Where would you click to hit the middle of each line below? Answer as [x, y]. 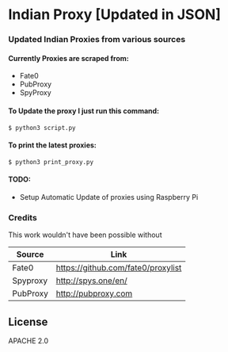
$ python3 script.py [42, 128]
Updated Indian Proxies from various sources [97, 40]
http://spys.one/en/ [92, 281]
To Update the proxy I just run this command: [84, 111]
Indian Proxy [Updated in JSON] [115, 15]
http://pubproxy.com [94, 293]
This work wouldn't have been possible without [85, 235]
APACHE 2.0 [28, 341]
